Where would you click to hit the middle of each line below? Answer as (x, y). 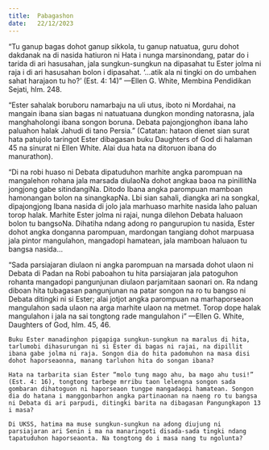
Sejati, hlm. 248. (35, 89)
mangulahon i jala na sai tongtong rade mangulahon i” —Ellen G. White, (126, 316)
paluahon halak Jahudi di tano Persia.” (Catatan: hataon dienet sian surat (129, 131)
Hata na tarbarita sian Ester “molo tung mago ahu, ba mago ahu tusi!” (131, 375)
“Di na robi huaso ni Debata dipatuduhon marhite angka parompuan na (126, 172)
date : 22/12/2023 (41, 23)
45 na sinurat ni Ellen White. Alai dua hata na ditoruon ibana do (113, 148)
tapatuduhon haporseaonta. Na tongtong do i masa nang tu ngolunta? (126, 438)
